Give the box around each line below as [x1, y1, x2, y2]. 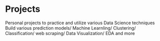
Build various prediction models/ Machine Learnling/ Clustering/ [5, 25, 136, 31]
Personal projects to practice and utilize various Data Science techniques [5, 20, 155, 26]
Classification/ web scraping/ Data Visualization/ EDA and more [5, 30, 135, 36]
